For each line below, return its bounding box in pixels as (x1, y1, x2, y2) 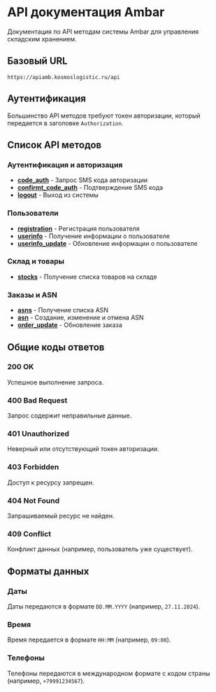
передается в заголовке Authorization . (7, 118, 124, 127)
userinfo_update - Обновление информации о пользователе (17, 239, 198, 247)
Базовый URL (7, 55, 68, 67)
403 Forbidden (7, 462, 59, 472)
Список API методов (7, 139, 102, 151)
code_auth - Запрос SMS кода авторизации (17, 176, 148, 184)
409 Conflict (7, 529, 51, 539)
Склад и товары (7, 256, 65, 266)
